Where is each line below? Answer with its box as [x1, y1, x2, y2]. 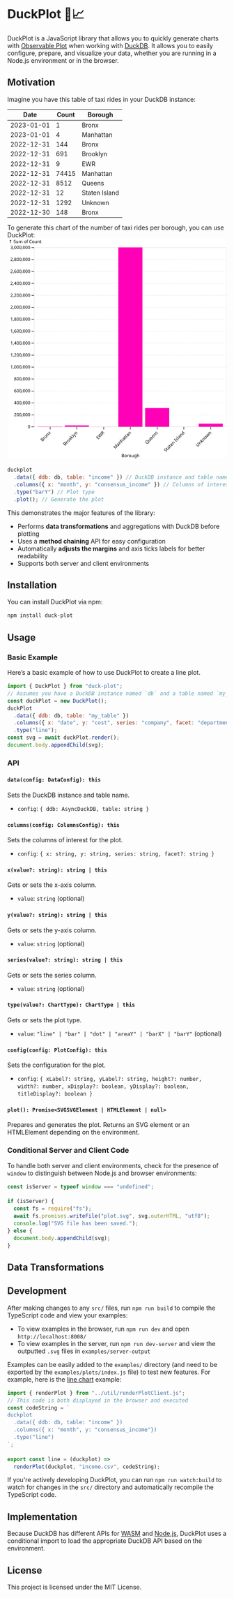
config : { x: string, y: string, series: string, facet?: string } [17, 849, 214, 858]
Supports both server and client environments [17, 559, 150, 567]
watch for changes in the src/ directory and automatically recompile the [7, 1483, 214, 1491]
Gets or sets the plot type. [7, 1016, 82, 1024]
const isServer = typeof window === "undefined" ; [7, 1183, 155, 1190]
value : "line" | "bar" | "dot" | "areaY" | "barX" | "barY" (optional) [17, 1029, 222, 1038]
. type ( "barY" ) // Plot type [13, 488, 95, 495]
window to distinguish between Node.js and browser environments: [7, 1169, 197, 1177]
